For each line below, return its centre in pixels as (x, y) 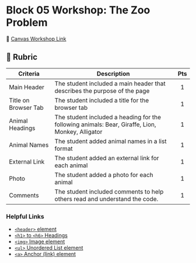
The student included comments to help (109, 192)
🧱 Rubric (22, 57)
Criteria (29, 74)
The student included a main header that (110, 84)
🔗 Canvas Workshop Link (36, 39)
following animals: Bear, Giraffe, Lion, (105, 124)
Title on (19, 100)
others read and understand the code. (106, 199)
